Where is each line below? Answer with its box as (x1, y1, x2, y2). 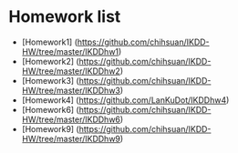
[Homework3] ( (21, 75, 79, 86)
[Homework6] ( (21, 104, 79, 115)
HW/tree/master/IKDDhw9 (21, 133, 120, 144)
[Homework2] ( (21, 56, 79, 66)
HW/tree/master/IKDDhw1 (21, 46, 119, 56)
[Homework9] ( (21, 123, 79, 134)
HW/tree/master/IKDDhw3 (21, 85, 120, 96)
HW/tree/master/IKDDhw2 (21, 66, 120, 76)
